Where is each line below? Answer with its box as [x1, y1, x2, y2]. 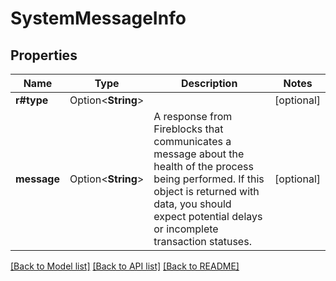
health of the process [153, 160, 254, 173]
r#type [15, 93, 49, 107]
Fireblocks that [153, 122, 224, 136]
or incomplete [153, 222, 219, 236]
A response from [153, 110, 233, 123]
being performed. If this [153, 172, 265, 186]
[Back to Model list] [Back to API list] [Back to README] [10, 260, 240, 272]
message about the [153, 147, 245, 161]
